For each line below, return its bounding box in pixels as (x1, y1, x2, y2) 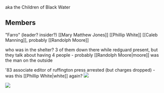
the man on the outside (5, 57, 53, 63)
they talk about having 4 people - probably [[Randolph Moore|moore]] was (5, 52, 159, 58)
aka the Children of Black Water (5, 4, 70, 10)
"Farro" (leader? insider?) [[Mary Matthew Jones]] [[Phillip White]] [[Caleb (5, 32, 158, 38)
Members (5, 18, 36, 27)
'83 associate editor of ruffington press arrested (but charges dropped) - (5, 67, 155, 73)
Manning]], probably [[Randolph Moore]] (5, 37, 89, 43)
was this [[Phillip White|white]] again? (5, 73, 83, 79)
